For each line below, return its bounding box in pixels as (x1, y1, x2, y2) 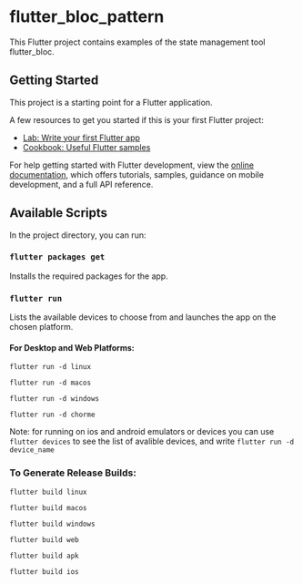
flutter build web (9, 535, 79, 544)
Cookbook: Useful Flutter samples (22, 141, 151, 152)
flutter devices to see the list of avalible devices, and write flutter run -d (9, 435, 294, 447)
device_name (9, 446, 55, 455)
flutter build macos (9, 503, 88, 512)
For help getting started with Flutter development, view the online (9, 159, 255, 170)
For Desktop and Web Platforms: (9, 342, 135, 353)
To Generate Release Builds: (9, 466, 136, 479)
